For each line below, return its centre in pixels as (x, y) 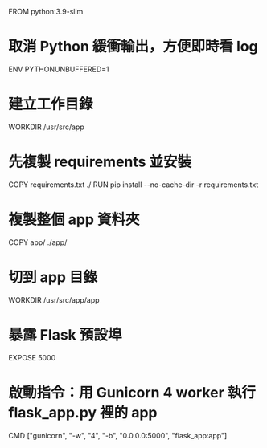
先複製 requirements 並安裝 (100, 162)
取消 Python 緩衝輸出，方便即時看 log (133, 47)
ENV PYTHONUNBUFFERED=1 (59, 69)
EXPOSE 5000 (32, 357)
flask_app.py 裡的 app (83, 412)
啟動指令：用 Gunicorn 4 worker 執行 (132, 392)
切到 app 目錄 (53, 277)
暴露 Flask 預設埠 (65, 334)
